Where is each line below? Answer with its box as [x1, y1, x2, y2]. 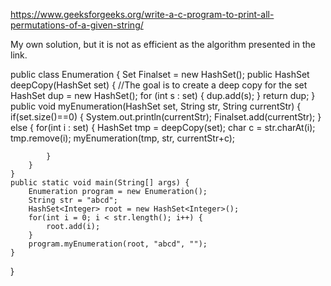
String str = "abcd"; [28, 195, 118, 205]
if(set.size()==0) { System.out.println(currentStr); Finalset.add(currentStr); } [10, 111, 322, 123]
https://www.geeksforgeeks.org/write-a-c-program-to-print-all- [10, 9, 275, 20]
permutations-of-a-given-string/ [10, 19, 144, 31]
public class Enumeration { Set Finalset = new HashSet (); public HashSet [10, 69, 310, 80]
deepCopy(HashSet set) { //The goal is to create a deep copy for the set [10, 79, 308, 91]
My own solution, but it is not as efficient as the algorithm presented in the [10, 39, 317, 50]
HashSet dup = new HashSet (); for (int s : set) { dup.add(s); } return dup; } [10, 90, 316, 101]
